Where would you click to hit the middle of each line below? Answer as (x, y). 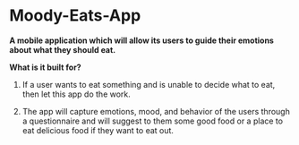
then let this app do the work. (77, 94)
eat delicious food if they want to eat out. (98, 130)
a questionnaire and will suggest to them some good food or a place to (153, 121)
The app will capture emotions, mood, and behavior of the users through (156, 111)
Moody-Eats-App (75, 16)
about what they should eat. (63, 49)
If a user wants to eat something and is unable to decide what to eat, (149, 84)
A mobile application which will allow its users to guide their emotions (142, 40)
